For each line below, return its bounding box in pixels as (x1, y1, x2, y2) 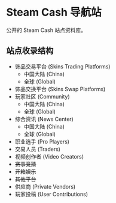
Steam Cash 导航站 (6, 5, 102, 19)
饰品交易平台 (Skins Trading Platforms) (14, 62, 111, 70)
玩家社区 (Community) (14, 92, 70, 100)
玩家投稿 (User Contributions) (14, 190, 88, 198)
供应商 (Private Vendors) (14, 183, 76, 190)
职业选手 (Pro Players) (14, 138, 70, 145)
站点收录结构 (6, 46, 54, 56)
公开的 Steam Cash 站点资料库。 (6, 26, 87, 34)
